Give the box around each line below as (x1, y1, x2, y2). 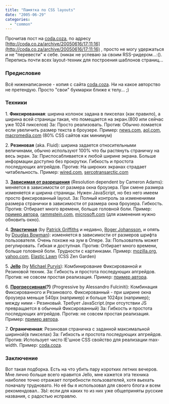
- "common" (10, 21, 33, 27)
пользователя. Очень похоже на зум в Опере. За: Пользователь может (5, 237, 159, 243)
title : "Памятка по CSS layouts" (5, 7, 76, 13)
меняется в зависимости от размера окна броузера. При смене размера (5, 184, 164, 190)
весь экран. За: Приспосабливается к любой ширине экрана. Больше (5, 153, 156, 159)
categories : (5, 17, 30, 22)
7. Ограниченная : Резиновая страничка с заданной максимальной (5, 325, 150, 332)
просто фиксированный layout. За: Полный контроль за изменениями (5, 195, 155, 201)
